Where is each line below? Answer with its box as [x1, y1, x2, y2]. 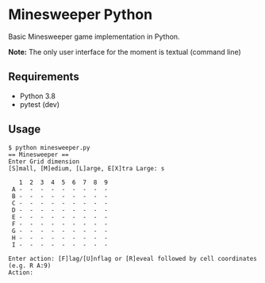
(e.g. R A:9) [8, 262, 52, 270]
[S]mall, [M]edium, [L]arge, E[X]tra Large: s [8, 164, 165, 172]
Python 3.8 [19, 91, 56, 101]
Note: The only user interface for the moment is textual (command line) [8, 47, 242, 56]
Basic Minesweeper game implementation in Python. [8, 32, 180, 41]
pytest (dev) [19, 99, 60, 109]
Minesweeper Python [8, 6, 153, 24]
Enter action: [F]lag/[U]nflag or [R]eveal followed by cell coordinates [8, 254, 258, 262]
